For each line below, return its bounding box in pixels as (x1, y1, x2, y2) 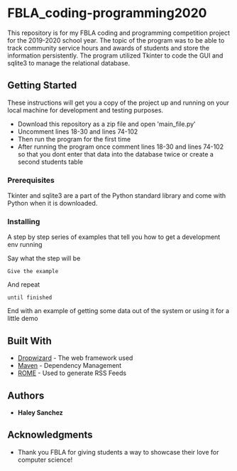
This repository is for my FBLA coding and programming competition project (7, 28, 231, 37)
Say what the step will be (7, 254, 81, 263)
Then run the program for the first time (17, 134, 131, 143)
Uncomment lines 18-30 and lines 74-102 (17, 127, 138, 136)
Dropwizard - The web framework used (17, 354, 133, 362)
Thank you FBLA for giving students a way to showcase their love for (17, 448, 219, 456)
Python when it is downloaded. (7, 199, 98, 208)
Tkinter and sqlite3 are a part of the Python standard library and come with (7, 191, 226, 200)
